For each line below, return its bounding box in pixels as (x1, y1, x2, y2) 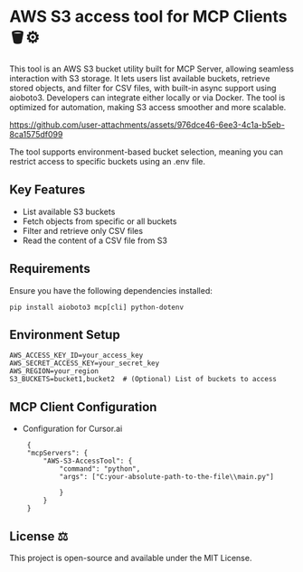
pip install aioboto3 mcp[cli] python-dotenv (9, 303, 184, 312)
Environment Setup (9, 327, 120, 342)
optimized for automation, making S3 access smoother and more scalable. (9, 101, 287, 112)
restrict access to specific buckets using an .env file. (9, 155, 206, 166)
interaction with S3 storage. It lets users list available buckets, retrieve (9, 72, 270, 83)
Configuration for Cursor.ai (22, 423, 123, 435)
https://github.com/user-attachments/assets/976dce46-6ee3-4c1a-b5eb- (9, 119, 285, 130)
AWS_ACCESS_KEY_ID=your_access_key (9, 351, 144, 361)
